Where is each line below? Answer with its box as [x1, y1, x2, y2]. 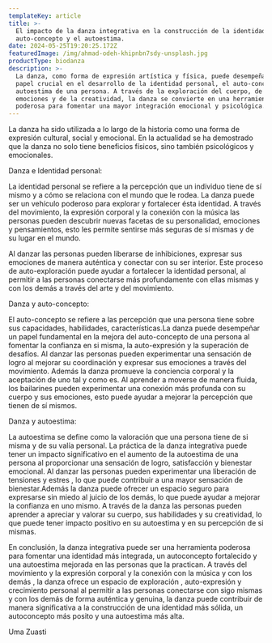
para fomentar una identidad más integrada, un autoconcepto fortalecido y [8, 551, 257, 561]
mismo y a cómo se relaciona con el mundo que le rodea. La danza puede [8, 190, 255, 200]
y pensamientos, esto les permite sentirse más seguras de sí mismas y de [8, 224, 255, 235]
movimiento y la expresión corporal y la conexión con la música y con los [8, 568, 253, 578]
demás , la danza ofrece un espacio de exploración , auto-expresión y [8, 577, 242, 587]
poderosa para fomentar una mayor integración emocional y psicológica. [15, 102, 266, 110]
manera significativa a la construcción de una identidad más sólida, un [8, 603, 244, 612]
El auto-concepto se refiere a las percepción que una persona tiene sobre [8, 315, 255, 325]
